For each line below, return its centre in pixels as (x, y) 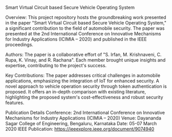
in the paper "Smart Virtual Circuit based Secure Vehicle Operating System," (86, 23)
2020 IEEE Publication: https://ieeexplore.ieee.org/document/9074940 (80, 129)
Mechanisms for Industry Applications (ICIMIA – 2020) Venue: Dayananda (83, 118)
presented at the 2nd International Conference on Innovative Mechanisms (83, 34)
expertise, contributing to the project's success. (56, 65)
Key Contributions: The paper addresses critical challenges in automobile (83, 75)
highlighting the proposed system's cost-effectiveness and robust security (84, 97)
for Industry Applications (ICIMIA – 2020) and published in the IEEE (76, 39)
